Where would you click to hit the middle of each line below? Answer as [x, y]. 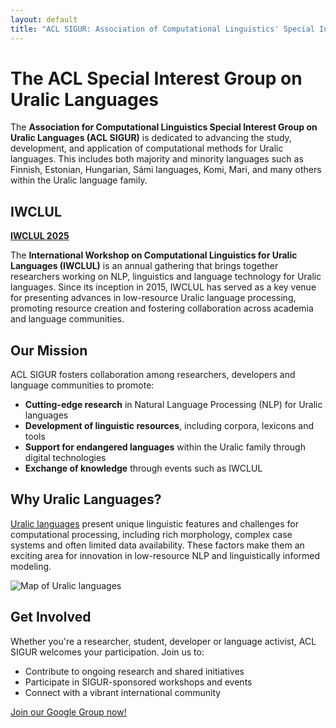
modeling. [31, 566]
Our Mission [49, 350]
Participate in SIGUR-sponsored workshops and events [138, 682]
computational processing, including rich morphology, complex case [151, 534]
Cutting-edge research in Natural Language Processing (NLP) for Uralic [173, 405]
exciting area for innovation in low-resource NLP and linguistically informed [165, 555]
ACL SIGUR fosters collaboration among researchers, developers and [153, 375]
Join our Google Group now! [68, 712]
